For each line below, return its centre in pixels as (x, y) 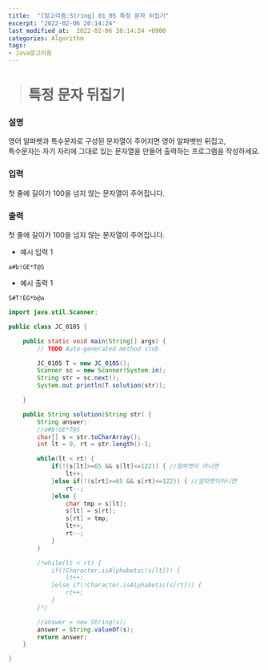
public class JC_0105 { (48, 327)
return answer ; (62, 637)
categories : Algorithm (46, 38)
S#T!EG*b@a (26, 298)
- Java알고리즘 (30, 53)
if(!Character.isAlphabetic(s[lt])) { (116, 571)
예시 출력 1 (36, 283)
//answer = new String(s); (82, 622)
